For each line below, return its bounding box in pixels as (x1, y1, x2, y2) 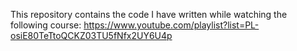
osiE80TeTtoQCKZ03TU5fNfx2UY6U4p (10, 30, 173, 41)
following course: (10, 19, 82, 31)
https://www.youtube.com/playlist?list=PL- (83, 19, 260, 31)
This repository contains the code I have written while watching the (10, 9, 288, 20)
